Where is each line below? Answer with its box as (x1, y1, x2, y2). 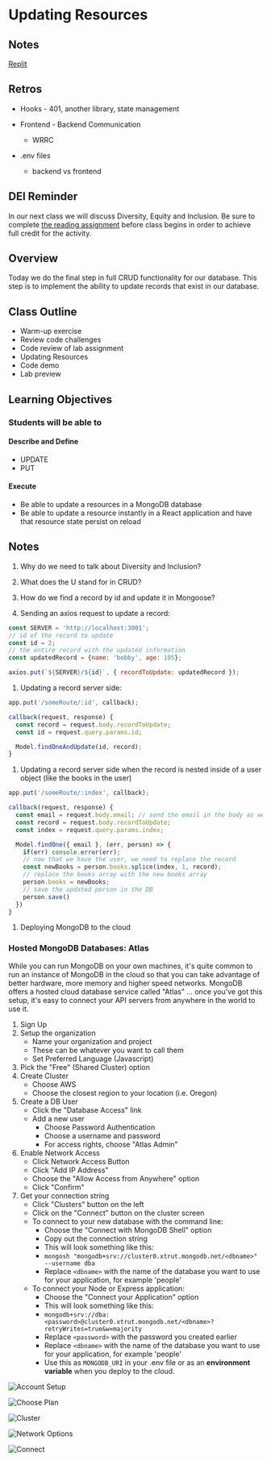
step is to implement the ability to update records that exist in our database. (8, 281, 260, 291)
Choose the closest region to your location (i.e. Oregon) (31, 1088, 218, 1097)
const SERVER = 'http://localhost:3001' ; (8, 623, 150, 632)
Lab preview (19, 369, 62, 379)
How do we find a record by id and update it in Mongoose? (19, 593, 215, 602)
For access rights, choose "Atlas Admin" (44, 1139, 179, 1149)
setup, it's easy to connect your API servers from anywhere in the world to (8, 995, 256, 1005)
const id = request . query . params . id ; (15, 728, 143, 736)
